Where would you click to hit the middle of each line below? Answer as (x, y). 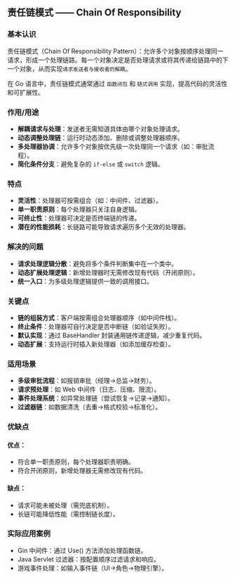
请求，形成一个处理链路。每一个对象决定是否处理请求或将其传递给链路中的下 (118, 60)
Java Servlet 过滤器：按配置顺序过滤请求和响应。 (88, 559)
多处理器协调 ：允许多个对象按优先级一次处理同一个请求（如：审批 (113, 146)
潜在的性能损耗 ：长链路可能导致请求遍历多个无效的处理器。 (103, 227)
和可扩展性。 (26, 92)
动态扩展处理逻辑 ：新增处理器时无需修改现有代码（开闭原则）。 (108, 272)
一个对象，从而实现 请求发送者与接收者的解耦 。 (69, 68)
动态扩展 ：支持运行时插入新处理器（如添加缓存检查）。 (96, 344)
